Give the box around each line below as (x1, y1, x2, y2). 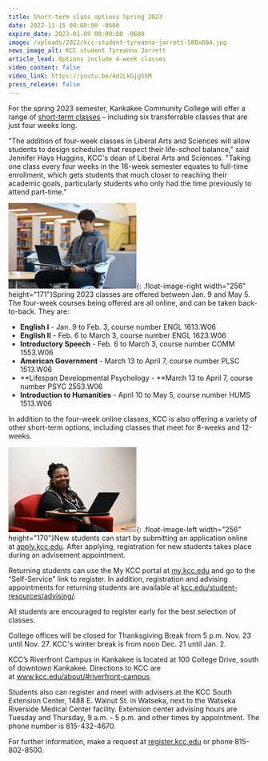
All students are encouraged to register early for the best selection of (8, 607, 237, 616)
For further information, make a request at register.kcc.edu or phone (8, 736, 234, 746)
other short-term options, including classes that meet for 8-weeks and (8, 423, 240, 432)
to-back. (8, 306, 37, 316)
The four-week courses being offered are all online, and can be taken (8, 298, 237, 307)
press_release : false (8, 80, 81, 88)
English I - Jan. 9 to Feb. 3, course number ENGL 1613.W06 (19, 322, 216, 331)
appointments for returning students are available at (8, 583, 179, 592)
